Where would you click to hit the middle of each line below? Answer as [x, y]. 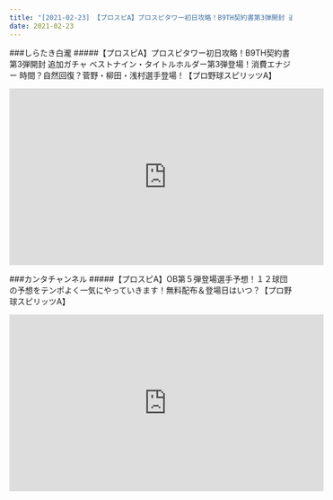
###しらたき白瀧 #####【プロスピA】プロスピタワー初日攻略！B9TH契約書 [149, 53]
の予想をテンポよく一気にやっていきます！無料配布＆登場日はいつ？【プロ [147, 290]
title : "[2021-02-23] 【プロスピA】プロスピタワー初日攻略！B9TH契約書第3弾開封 [147, 18]
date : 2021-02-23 [42, 26]
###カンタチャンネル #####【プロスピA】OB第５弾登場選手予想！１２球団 [149, 278]
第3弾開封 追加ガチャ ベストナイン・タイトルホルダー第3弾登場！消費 [138, 64]
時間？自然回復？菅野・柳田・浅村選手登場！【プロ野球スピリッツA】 [148, 75]
